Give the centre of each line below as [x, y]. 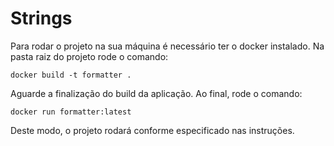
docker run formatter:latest [71, 112]
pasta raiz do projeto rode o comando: [89, 56]
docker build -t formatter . [71, 75]
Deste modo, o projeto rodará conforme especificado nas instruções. [152, 130]
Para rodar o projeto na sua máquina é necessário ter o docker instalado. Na [167, 46]
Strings [41, 18]
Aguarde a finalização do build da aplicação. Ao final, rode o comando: [156, 93]
